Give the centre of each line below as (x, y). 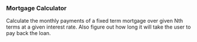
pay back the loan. (29, 33)
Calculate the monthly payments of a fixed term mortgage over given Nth (95, 21)
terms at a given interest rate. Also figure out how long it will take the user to (98, 27)
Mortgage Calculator (36, 8)
